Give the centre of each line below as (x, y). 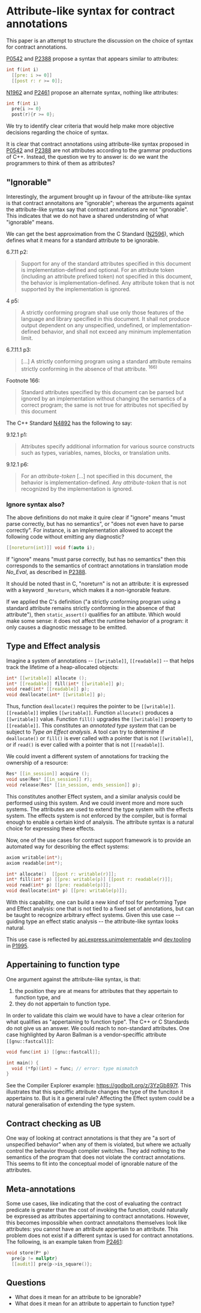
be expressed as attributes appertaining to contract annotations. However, (98, 1216)
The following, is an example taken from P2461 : (65, 1241)
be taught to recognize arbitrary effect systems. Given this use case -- (94, 915)
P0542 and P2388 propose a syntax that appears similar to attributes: (92, 58)
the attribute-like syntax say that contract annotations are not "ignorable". (97, 209)
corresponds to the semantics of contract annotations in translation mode (97, 565)
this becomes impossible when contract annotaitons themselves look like (97, 1222)
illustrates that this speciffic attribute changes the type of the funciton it (95, 1092)
